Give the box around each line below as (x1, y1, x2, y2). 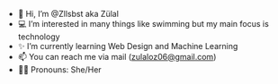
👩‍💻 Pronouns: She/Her (17, 64, 102, 75)
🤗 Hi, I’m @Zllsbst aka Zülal (17, 9, 120, 19)
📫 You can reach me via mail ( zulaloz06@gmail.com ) (17, 52, 217, 62)
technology (17, 31, 60, 42)
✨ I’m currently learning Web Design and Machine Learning (17, 41, 238, 51)
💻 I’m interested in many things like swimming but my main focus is (17, 19, 270, 29)
